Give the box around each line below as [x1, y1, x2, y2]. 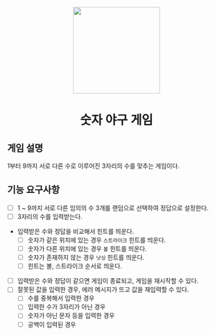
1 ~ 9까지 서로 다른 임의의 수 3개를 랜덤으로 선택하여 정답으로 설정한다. [17, 203, 209, 212]
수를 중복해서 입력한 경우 [27, 294, 95, 302]
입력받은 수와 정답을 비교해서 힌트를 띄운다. [17, 227, 135, 235]
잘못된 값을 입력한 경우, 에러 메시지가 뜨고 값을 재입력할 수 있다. [17, 285, 189, 294]
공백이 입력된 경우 [27, 320, 76, 329]
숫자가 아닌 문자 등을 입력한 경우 [27, 311, 115, 320]
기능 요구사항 [7, 184, 60, 196]
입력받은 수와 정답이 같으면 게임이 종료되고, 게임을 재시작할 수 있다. [17, 277, 199, 285]
